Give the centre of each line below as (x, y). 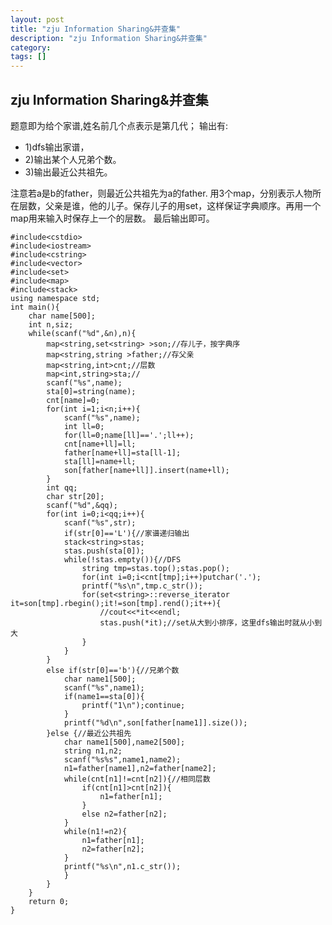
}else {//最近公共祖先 (89, 733)
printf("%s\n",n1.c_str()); (122, 866)
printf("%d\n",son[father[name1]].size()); (155, 722)
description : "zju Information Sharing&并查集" (109, 38)
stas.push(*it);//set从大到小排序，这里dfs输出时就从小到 (211, 622)
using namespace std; (55, 298)
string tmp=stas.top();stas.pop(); (155, 568)
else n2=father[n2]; (124, 814)
